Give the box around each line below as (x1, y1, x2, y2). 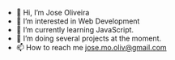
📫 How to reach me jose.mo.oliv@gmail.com (15, 43, 168, 52)
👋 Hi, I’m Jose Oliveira (15, 8, 90, 17)
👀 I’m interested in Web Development (15, 16, 140, 26)
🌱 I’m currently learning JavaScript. (15, 25, 134, 34)
